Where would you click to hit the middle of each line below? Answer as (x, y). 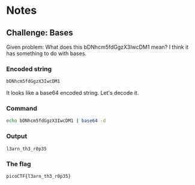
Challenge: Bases (40, 33)
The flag (19, 164)
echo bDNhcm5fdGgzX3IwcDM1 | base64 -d (56, 121)
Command (22, 109)
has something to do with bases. (46, 53)
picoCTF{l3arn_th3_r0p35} (38, 176)
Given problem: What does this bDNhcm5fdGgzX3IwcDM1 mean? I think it (97, 47)
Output (17, 136)
